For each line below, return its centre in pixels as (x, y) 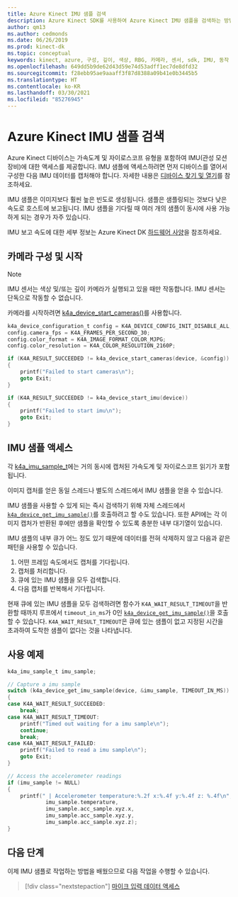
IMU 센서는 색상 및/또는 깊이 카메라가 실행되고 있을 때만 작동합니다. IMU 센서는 (117, 288)
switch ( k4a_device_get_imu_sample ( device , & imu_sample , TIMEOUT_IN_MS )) (119, 691)
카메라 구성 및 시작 (45, 257)
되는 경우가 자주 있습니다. (55, 217)
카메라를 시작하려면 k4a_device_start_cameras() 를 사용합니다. (95, 312)
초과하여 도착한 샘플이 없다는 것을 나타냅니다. (70, 630)
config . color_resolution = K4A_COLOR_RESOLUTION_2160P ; (91, 346)
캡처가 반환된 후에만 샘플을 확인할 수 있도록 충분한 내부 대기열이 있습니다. (121, 523)
